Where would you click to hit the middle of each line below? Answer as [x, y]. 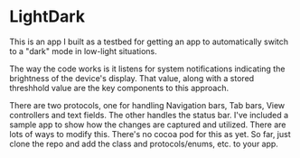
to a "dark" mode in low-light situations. [84, 51]
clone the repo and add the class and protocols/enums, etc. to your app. [144, 144]
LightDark [47, 17]
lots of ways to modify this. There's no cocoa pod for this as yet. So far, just [150, 134]
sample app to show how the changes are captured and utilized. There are [148, 125]
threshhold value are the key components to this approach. [119, 88]
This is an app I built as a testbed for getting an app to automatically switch [149, 42]
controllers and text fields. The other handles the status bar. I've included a [149, 115]
